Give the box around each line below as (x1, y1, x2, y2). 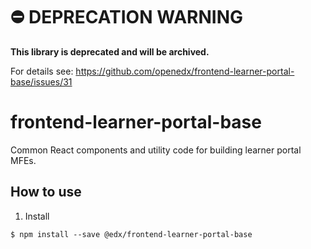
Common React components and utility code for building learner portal (10, 144, 302, 156)
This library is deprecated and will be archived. (10, 45, 210, 58)
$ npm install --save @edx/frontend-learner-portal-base (10, 229, 253, 239)
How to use (10, 184, 82, 201)
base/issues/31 (10, 75, 73, 88)
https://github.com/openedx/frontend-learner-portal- (75, 65, 295, 77)
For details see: (10, 65, 74, 77)
